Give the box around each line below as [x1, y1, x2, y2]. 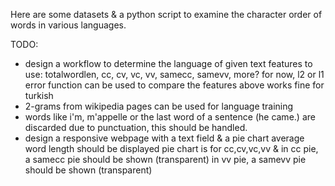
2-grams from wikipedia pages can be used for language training [24, 100, 294, 112]
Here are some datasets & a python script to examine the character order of [10, 9, 323, 20]
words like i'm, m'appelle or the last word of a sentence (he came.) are [24, 111, 316, 123]
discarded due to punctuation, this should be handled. [24, 122, 248, 133]
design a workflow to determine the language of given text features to [24, 58, 313, 69]
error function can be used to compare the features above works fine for [24, 79, 325, 91]
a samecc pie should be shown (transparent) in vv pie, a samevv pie [24, 154, 307, 165]
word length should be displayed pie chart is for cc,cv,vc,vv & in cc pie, [24, 143, 319, 154]
